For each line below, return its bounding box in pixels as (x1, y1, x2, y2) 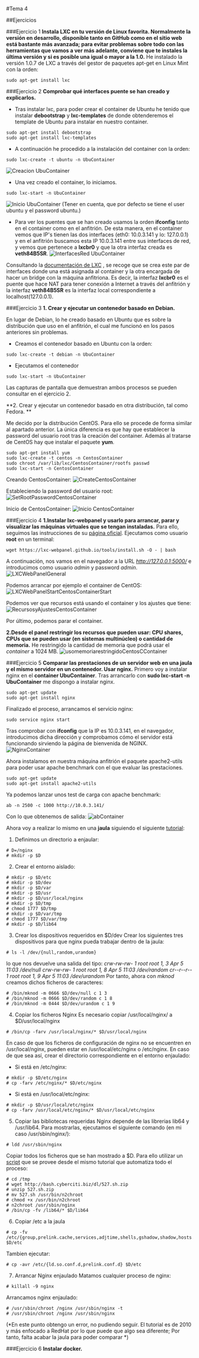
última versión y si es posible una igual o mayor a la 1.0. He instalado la (6, 53, 182, 60)
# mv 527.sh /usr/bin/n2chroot (6, 1192, 84, 1198)
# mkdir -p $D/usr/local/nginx (6, 895, 84, 901)
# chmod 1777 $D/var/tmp (6, 916, 68, 922)
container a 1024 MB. (6, 648, 59, 655)
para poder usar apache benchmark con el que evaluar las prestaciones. (6, 764, 184, 771)
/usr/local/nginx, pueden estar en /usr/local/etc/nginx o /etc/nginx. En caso (6, 1046, 190, 1053)
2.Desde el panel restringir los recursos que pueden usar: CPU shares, (6, 629, 184, 636)
